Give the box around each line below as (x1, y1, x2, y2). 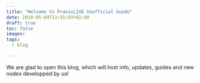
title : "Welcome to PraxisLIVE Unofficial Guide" (6, 8, 133, 15)
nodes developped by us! (6, 70, 69, 77)
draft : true (6, 20, 36, 26)
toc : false (6, 25, 34, 32)
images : (6, 31, 26, 37)
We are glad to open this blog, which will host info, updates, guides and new (6, 63, 195, 70)
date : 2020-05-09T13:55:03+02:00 (6, 14, 90, 20)
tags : (6, 36, 20, 42)
